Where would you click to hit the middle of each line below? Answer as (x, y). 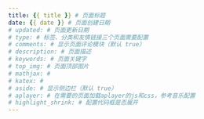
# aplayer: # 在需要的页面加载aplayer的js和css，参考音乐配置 (102, 96)
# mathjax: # (29, 74)
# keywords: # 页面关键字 (47, 59)
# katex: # (26, 81)
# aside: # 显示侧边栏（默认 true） (63, 88)
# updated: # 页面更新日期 (49, 30)
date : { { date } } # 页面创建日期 (59, 23)
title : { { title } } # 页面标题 (57, 15)
